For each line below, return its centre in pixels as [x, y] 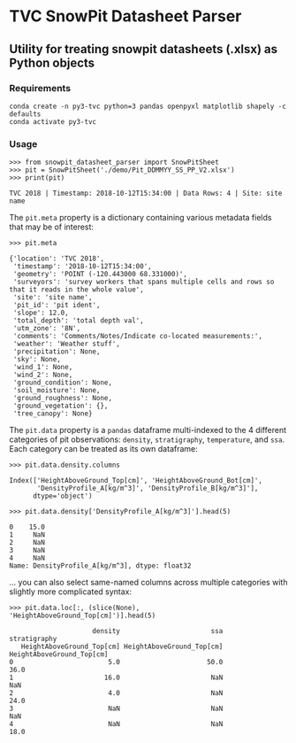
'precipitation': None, [57, 352]
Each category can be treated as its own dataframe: [104, 449]
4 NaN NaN [116, 724]
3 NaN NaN [116, 709]
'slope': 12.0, [41, 313]
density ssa [158, 631]
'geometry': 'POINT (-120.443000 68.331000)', [100, 275]
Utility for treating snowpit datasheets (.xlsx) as [144, 49]
